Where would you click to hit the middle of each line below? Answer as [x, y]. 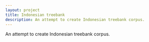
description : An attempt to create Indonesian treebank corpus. [75, 19]
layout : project [22, 10]
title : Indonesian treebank [35, 15]
